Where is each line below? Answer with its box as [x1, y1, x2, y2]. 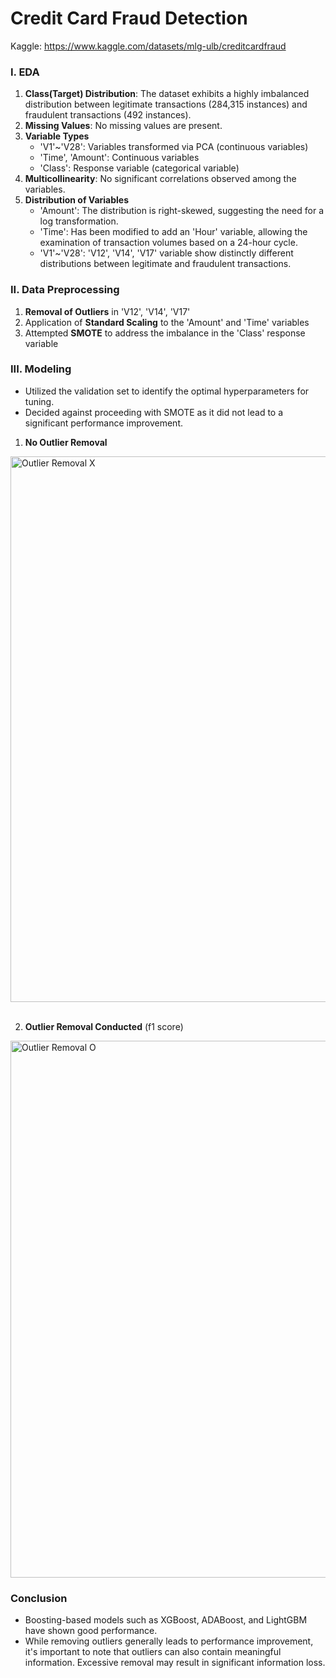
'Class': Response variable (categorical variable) [39, 162, 240, 174]
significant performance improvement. [24, 417, 184, 429]
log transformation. [39, 215, 119, 227]
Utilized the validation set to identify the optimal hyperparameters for [24, 385, 310, 397]
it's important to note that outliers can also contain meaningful [24, 1646, 282, 1658]
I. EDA [10, 65, 40, 79]
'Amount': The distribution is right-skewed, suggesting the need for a [39, 205, 325, 217]
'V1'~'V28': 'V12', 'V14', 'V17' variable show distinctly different [39, 247, 294, 259]
